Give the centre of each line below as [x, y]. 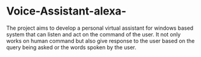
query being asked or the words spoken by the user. [71, 47]
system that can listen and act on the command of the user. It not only [94, 34]
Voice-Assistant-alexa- [66, 11]
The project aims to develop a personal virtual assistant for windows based [100, 28]
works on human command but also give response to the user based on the [100, 41]
